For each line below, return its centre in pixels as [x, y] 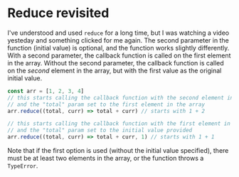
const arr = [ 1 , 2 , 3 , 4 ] [46, 91]
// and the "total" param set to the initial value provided [100, 130]
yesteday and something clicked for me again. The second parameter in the [118, 40]
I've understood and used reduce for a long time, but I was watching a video [118, 33]
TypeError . [23, 166]
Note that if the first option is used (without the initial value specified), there [118, 151]
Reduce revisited [58, 13]
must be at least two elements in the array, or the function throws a [106, 159]
